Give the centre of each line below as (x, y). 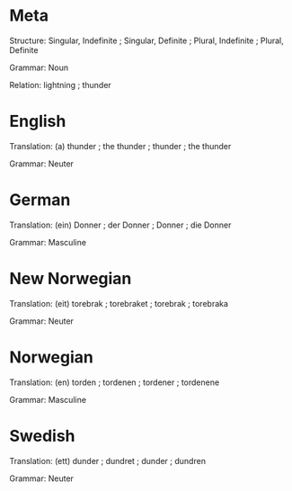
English (38, 121)
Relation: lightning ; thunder (61, 85)
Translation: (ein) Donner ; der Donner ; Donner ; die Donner (120, 225)
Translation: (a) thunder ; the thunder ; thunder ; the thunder (120, 146)
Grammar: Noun (39, 67)
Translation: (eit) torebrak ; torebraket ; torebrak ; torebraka (119, 303)
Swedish (42, 436)
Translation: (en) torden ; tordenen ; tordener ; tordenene (115, 382)
